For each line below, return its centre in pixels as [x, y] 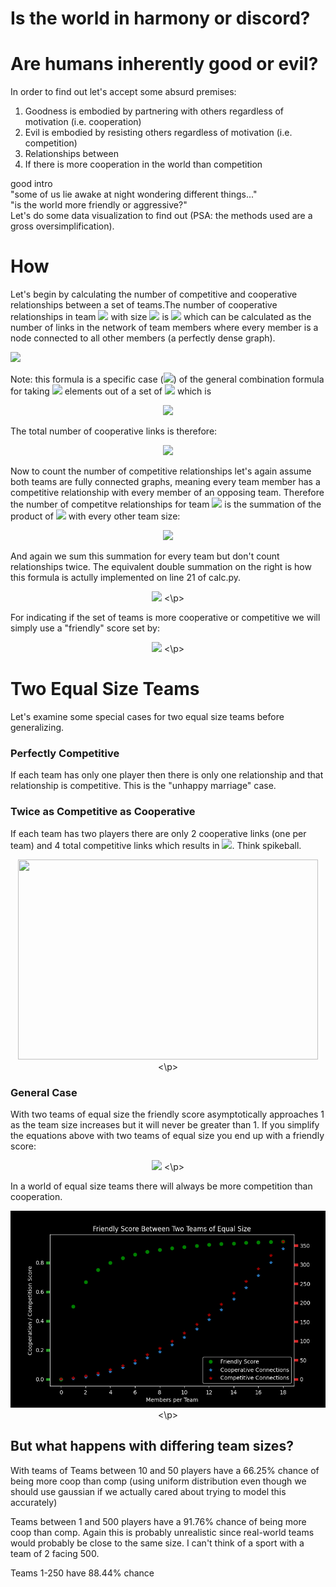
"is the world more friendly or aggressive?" [99, 205]
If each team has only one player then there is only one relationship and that [167, 775]
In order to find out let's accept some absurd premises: [123, 92]
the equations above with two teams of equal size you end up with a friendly [167, 1135]
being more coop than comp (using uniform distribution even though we [158, 1481]
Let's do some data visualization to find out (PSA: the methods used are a [161, 216]
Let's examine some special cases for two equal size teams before [147, 716]
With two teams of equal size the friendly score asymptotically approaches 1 [167, 1114]
